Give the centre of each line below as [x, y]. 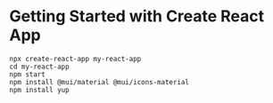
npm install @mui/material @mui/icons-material [99, 82]
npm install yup [39, 90]
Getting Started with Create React [137, 16]
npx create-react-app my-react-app [75, 59]
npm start [28, 74]
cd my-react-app [39, 67]
